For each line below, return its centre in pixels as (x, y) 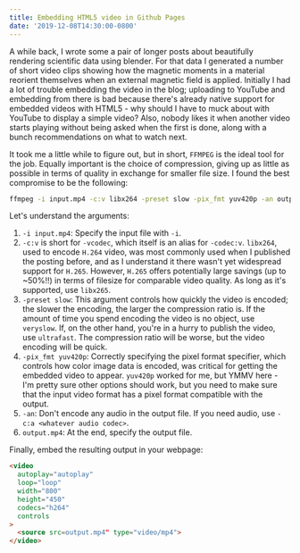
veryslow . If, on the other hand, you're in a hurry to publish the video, (149, 328)
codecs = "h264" (43, 507)
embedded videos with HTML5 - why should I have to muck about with (140, 108)
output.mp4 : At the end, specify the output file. (107, 432)
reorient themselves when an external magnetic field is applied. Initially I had (150, 80)
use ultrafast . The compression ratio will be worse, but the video (143, 338)
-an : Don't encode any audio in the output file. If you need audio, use (149, 414)
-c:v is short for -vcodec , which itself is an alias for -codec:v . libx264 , (150, 243)
